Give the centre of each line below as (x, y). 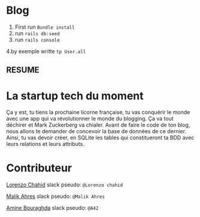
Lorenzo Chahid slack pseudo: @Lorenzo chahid (65, 185)
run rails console (37, 39)
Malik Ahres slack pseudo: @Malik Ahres (55, 196)
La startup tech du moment (75, 96)
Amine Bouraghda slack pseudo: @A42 (52, 208)
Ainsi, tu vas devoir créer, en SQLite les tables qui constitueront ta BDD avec (100, 137)
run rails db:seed (37, 33)
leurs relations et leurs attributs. (46, 144)
